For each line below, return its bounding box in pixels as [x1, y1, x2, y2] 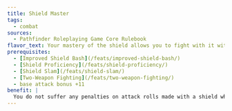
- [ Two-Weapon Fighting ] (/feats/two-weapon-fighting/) [13, 74, 175, 81]
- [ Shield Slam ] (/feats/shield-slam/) [13, 68, 126, 74]
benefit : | [7, 87, 39, 94]
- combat [13, 23, 39, 30]
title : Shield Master [7, 10, 70, 17]
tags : [7, 17, 23, 23]
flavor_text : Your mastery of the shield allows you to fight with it [7, 42, 215, 49]
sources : [7, 29, 32, 37]
